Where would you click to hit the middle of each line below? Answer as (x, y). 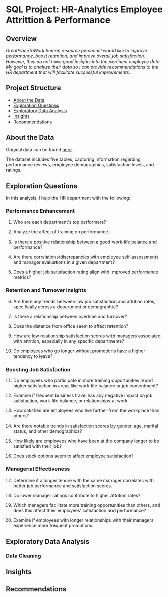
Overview (21, 39)
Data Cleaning (23, 556)
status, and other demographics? (47, 431)
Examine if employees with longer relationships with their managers (83, 520)
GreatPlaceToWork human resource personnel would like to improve (77, 51)
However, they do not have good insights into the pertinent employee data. (83, 61)
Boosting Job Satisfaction (38, 369)
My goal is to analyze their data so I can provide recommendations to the (82, 67)
